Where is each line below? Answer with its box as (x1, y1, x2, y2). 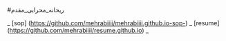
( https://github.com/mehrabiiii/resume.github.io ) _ (7, 27, 149, 34)
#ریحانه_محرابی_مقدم (7, 6, 64, 14)
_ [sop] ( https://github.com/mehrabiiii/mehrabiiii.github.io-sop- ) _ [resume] (7, 19, 220, 27)
